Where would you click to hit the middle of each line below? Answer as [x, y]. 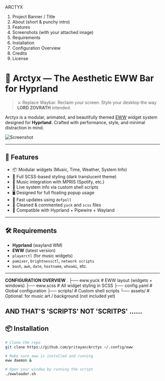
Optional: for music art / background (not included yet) [60, 296]
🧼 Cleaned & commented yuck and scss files [57, 205]
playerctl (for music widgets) [42, 255]
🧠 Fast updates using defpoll [42, 199]
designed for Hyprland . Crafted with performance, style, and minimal [75, 122]
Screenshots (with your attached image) [53, 32]
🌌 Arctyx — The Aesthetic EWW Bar [80, 79]
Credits [20, 53]
